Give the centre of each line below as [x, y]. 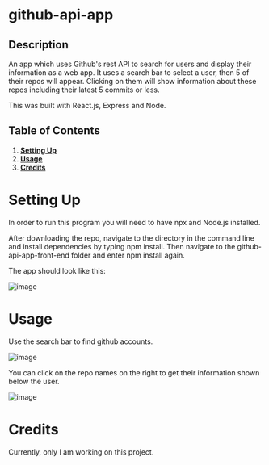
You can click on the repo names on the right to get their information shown [134, 372]
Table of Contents [55, 131]
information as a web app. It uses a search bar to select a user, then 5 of [129, 73]
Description [38, 45]
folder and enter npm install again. [128, 255]
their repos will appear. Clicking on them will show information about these [132, 81]
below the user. [34, 381]
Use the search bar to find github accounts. [81, 341]
